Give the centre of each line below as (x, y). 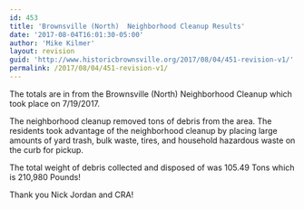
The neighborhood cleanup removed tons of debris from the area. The (141, 121)
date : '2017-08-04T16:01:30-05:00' (77, 34)
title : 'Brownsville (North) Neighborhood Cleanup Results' (127, 26)
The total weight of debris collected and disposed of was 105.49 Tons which (152, 167)
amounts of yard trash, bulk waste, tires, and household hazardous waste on (152, 140)
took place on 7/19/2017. (55, 103)
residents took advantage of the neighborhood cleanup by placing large (144, 130)
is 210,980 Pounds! (45, 176)
